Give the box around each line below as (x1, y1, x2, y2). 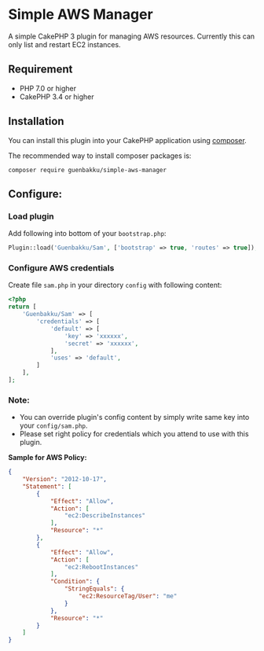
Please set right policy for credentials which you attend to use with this (19, 429, 249, 439)
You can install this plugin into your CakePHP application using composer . (8, 135, 247, 145)
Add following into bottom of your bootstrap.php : (8, 229, 167, 238)
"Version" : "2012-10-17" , (22, 476, 108, 484)
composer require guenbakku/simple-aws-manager (8, 166, 167, 174)
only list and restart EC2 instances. (8, 39, 121, 49)
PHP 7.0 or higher (19, 83, 77, 93)
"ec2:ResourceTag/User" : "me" (78, 592, 178, 601)
